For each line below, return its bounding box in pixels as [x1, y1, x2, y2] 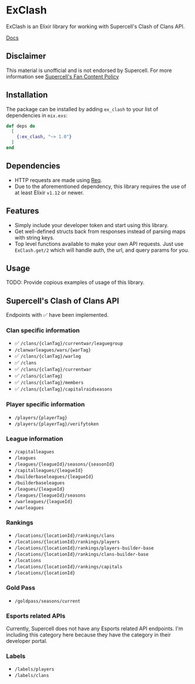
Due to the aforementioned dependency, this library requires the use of [14, 183, 186, 190]
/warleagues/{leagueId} [14, 499, 73, 505]
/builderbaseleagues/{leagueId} [14, 474, 94, 480]
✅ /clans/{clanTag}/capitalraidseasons [14, 385, 113, 392]
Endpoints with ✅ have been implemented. [6, 312, 109, 319]
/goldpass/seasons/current [14, 598, 81, 604]
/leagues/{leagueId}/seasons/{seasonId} [14, 461, 115, 467]
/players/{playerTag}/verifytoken [14, 421, 99, 427]
